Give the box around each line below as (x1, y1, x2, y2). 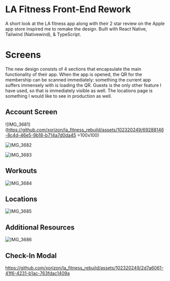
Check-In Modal (5, 251, 57, 260)
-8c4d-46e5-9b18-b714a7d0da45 (5, 132, 76, 138)
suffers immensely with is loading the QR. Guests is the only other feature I (5, 82, 161, 88)
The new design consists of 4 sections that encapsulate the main (5, 66, 142, 72)
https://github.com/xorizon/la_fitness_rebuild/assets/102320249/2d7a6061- (5, 265, 164, 271)
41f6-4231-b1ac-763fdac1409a (5, 270, 70, 276)
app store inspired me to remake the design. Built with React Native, (5, 25, 147, 32)
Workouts (5, 166, 37, 175)
